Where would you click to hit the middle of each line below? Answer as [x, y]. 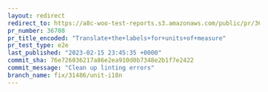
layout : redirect [36, 16]
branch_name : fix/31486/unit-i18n [65, 75]
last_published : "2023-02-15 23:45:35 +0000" [84, 53]
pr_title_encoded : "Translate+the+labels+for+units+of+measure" [117, 38]
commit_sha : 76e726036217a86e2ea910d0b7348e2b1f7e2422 [101, 61]
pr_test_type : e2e [38, 46]
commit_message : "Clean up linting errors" [81, 68]
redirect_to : [29, 23]
